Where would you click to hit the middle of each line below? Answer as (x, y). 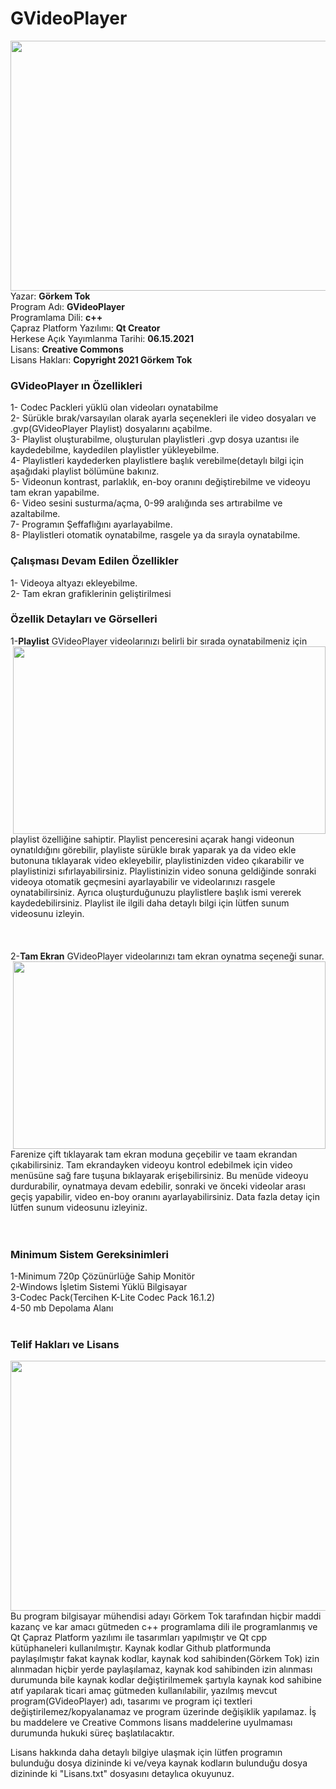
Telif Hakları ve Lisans (65, 1345)
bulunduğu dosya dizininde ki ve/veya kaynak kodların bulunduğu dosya (159, 1763)
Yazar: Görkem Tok (50, 296)
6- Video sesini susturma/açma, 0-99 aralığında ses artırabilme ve (146, 503)
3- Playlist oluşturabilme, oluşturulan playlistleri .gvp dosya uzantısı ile (155, 439)
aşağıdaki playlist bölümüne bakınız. (85, 471)
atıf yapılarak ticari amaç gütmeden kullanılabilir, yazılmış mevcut (144, 1691)
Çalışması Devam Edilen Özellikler (94, 561)
